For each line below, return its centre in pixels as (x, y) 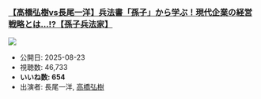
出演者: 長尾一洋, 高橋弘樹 (62, 87)
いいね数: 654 (42, 77)
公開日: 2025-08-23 (52, 57)
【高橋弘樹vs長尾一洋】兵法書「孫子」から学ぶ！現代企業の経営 (130, 12)
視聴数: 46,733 (43, 68)
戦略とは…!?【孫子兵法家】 (61, 24)
